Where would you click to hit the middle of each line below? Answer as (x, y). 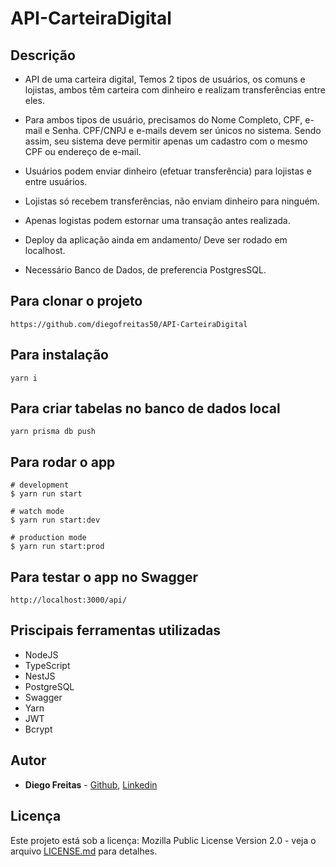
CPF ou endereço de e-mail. (83, 151)
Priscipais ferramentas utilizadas (116, 630)
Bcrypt (38, 729)
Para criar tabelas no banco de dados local (145, 408)
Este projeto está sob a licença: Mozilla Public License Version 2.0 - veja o (163, 840)
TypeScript (47, 665)
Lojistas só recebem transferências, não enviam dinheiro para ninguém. (172, 201)
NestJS (40, 676)
